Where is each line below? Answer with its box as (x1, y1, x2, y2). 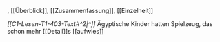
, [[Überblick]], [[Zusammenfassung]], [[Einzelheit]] (7, 7, 154, 14)
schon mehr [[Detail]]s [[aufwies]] (7, 28, 104, 35)
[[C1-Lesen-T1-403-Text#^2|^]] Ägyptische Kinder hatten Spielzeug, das (7, 20, 213, 28)
